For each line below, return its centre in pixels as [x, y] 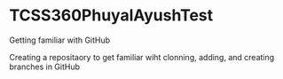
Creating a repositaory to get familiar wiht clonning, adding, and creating [142, 57]
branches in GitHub [45, 67]
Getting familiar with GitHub [60, 40]
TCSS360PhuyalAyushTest [111, 16]
